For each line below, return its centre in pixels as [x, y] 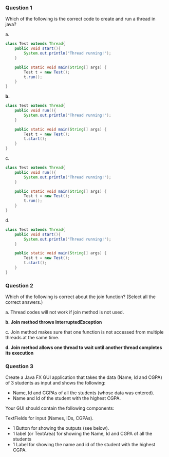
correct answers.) [24, 302]
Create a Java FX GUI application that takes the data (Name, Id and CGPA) [84, 377]
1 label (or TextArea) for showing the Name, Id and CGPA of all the [82, 434]
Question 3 [19, 367]
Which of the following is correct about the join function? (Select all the [80, 297]
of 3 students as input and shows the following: [55, 383]
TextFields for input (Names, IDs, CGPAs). [50, 418]
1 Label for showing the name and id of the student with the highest [84, 445]
